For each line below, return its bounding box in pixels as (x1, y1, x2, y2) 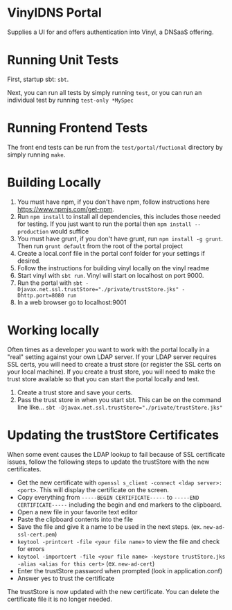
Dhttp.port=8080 (17, 292, 64, 299)
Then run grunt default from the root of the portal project (17, 241, 184, 250)
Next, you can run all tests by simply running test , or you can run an (7, 88, 202, 96)
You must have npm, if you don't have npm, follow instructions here (17, 198, 210, 206)
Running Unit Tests (7, 52, 119, 68)
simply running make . (7, 150, 66, 159)
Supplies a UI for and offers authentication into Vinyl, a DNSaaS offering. (7, 28, 214, 36)
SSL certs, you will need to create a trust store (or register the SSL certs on (7, 360, 222, 368)
